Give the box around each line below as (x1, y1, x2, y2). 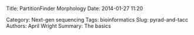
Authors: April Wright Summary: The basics (6, 23, 111, 29)
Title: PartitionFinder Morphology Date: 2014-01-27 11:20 (6, 5, 143, 12)
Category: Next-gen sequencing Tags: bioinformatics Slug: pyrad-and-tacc (6, 16, 189, 23)
